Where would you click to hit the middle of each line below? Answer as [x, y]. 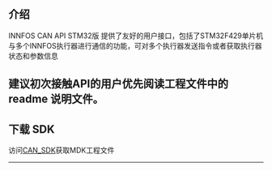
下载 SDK [32, 129]
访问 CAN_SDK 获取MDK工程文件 [62, 150]
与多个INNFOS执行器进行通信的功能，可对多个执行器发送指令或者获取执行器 [135, 45]
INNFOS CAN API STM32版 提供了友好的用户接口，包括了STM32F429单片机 [136, 36]
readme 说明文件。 [56, 99]
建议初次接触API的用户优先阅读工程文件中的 [119, 84]
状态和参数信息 [33, 56]
